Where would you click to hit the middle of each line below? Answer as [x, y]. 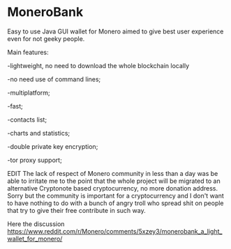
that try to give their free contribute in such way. [76, 210]
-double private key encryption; [53, 146]
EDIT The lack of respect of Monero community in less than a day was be [113, 173]
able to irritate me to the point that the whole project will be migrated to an [114, 181]
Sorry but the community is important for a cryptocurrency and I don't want [116, 195]
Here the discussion [36, 224]
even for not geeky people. [46, 38]
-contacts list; [27, 120]
